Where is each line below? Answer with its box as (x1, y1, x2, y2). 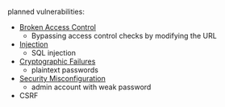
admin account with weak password (31, 82, 152, 92)
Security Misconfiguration (19, 74, 106, 83)
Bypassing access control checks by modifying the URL (31, 31, 217, 40)
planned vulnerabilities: (7, 7, 85, 16)
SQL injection (31, 48, 76, 57)
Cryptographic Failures (19, 56, 96, 66)
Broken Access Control (19, 23, 96, 31)
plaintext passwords (31, 65, 98, 75)
